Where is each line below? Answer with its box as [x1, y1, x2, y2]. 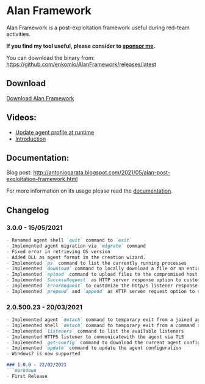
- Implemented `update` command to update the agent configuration [6, 345, 182, 352]
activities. [6, 30, 31, 37]
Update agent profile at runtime [15, 128, 95, 136]
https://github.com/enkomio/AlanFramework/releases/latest [6, 61, 157, 68]
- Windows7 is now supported [6, 351, 81, 357]
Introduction [15, 135, 46, 142]
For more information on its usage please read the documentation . [6, 187, 173, 194]
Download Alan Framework [6, 94, 74, 102]
